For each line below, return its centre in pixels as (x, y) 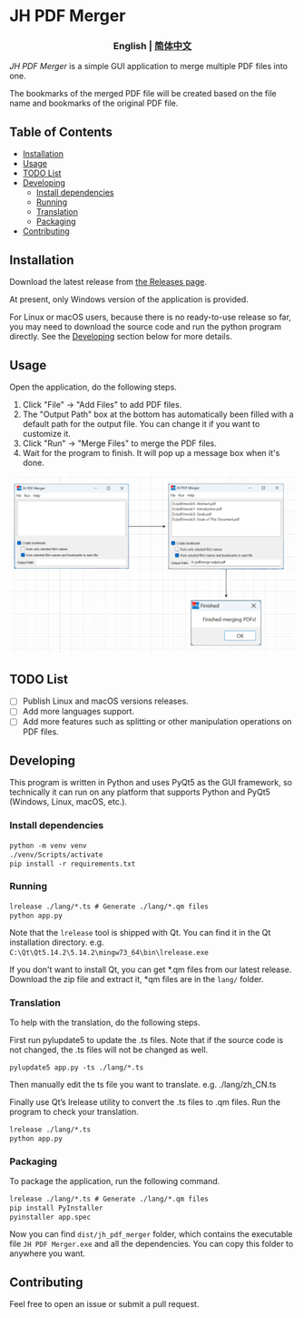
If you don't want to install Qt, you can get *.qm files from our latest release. (151, 969)
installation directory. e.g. (57, 942)
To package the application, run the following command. (115, 1181)
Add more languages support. (78, 712)
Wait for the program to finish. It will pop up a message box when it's (151, 452)
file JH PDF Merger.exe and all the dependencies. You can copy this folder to (152, 1244)
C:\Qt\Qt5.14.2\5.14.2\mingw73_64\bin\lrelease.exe (109, 952)
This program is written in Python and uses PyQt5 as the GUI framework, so (151, 783)
